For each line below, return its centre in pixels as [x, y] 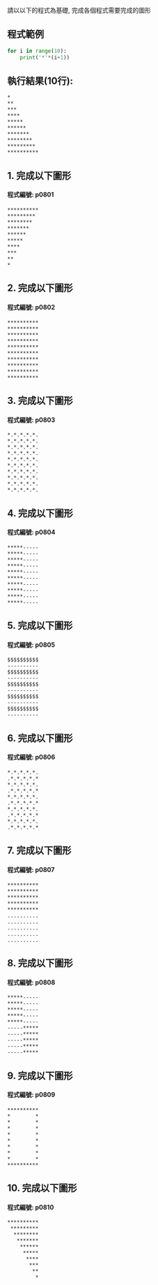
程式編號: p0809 [31, 1095]
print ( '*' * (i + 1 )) [45, 57]
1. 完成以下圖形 [39, 176]
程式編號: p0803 [31, 420]
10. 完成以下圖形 [42, 1188]
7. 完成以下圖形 [39, 851]
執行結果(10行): [40, 81]
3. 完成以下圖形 [40, 400]
